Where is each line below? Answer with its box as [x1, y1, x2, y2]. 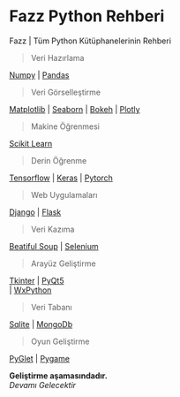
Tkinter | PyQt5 [9, 275, 64, 286]
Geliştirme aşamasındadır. [9, 370, 108, 381]
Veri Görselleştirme [30, 87, 101, 97]
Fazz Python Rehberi [9, 6, 165, 27]
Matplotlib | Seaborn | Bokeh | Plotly [9, 103, 140, 114]
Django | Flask [9, 206, 62, 218]
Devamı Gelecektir [9, 379, 77, 390]
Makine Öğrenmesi [30, 121, 100, 132]
